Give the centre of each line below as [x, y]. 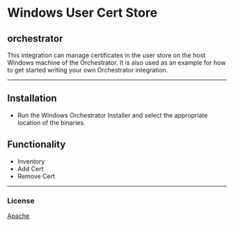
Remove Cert [36, 176]
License [21, 201]
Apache [18, 216]
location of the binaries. [51, 123]
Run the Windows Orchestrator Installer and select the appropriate [112, 115]
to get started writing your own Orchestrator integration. [88, 70]
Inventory [31, 161]
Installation [32, 99]
